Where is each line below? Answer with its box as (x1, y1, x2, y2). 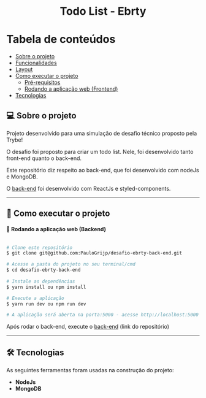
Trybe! (6, 136, 23, 144)
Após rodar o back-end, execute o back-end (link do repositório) (6, 323, 170, 331)
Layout (15, 66, 33, 73)
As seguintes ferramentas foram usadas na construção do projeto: (6, 367, 174, 374)
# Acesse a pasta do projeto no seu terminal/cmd (6, 261, 136, 267)
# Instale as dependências (6, 278, 75, 285)
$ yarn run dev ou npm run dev (6, 300, 86, 307)
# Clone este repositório (6, 244, 72, 251)
